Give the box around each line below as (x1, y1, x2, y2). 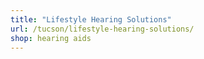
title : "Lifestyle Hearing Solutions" (10, 14, 172, 25)
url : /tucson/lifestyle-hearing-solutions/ (10, 24, 195, 34)
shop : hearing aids (10, 33, 92, 43)
